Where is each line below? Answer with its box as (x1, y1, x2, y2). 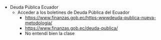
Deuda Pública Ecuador (9, 4, 59, 10)
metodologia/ (24, 20, 52, 26)
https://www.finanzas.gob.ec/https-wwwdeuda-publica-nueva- (24, 15, 156, 20)
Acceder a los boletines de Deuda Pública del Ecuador (17, 9, 130, 15)
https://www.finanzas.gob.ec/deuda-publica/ (24, 25, 118, 31)
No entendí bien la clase (24, 31, 75, 36)
